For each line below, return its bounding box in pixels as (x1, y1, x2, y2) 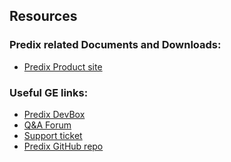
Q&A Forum (23, 119, 72, 131)
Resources (9, 8, 78, 25)
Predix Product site (23, 60, 103, 73)
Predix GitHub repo (23, 140, 104, 152)
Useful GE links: (9, 85, 89, 99)
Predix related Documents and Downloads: (9, 38, 222, 52)
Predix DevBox (23, 108, 86, 120)
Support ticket (23, 129, 83, 141)
